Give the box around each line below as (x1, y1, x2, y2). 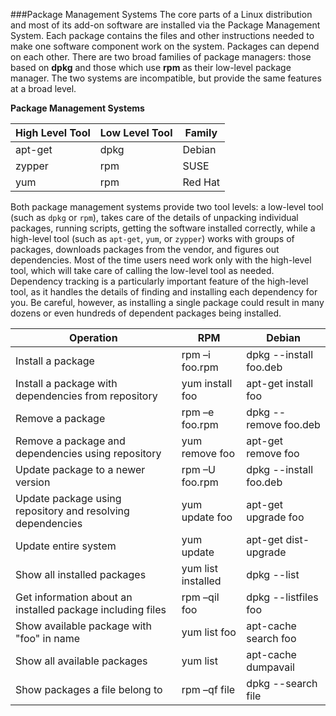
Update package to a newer (15, 463, 146, 476)
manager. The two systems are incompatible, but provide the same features (10, 72, 322, 84)
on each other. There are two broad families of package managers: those (10, 51, 312, 63)
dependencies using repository (15, 447, 162, 460)
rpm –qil (181, 590, 220, 604)
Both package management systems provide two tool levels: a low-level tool (10, 201, 324, 213)
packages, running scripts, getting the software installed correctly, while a (10, 222, 316, 234)
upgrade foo (246, 510, 305, 524)
